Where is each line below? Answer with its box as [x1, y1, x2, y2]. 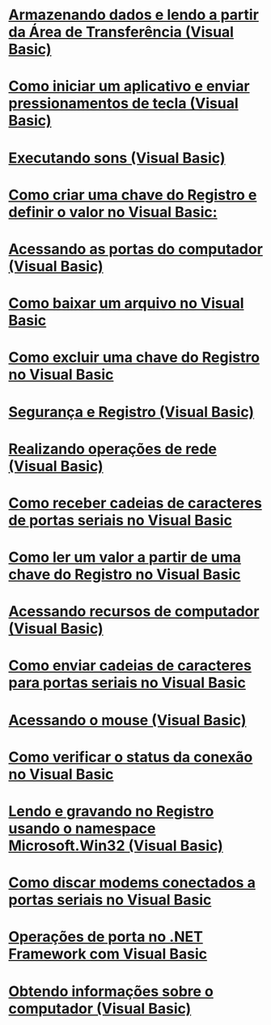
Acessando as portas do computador [8, 240, 263, 258]
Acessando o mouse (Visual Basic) [8, 711, 247, 729]
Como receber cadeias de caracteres [8, 494, 263, 512]
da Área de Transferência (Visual [8, 23, 235, 41]
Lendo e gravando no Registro [8, 802, 214, 820]
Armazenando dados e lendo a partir [8, 6, 259, 24]
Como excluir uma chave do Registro [8, 348, 260, 367]
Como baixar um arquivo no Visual [8, 294, 244, 313]
